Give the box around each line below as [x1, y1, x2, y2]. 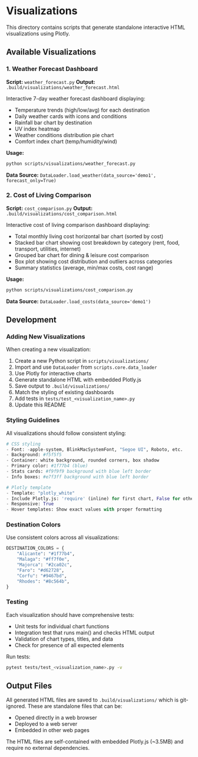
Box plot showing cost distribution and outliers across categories [14, 258, 173, 265]
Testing [6, 598, 28, 606]
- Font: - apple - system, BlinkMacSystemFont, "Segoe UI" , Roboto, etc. [6, 446, 183, 453]
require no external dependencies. [6, 745, 90, 752]
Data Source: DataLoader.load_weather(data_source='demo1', [6, 171, 156, 178]
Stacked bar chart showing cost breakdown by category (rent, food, [14, 239, 180, 246]
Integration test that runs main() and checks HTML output [14, 629, 155, 636]
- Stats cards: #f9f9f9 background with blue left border [6, 469, 151, 475]
